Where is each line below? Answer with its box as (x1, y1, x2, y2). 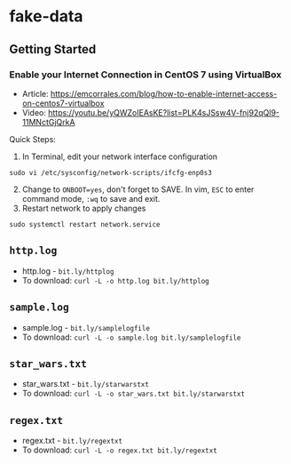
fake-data (9, 6, 83, 27)
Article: (21, 88, 49, 99)
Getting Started (9, 42, 97, 57)
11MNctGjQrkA (21, 116, 75, 127)
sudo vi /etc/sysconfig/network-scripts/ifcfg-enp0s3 (9, 168, 213, 177)
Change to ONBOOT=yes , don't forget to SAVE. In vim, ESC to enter (21, 184, 255, 195)
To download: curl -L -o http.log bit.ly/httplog (21, 275, 210, 285)
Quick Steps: (9, 133, 56, 144)
